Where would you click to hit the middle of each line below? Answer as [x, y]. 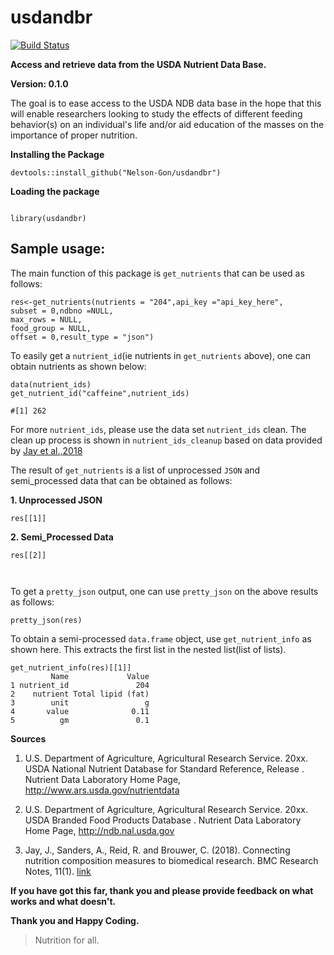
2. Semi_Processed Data [62, 537]
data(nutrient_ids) [51, 384]
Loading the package [55, 191]
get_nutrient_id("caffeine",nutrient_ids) [100, 393]
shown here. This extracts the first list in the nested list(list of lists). [148, 649]
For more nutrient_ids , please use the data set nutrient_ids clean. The [158, 429]
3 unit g [80, 702]
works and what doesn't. [63, 901]
